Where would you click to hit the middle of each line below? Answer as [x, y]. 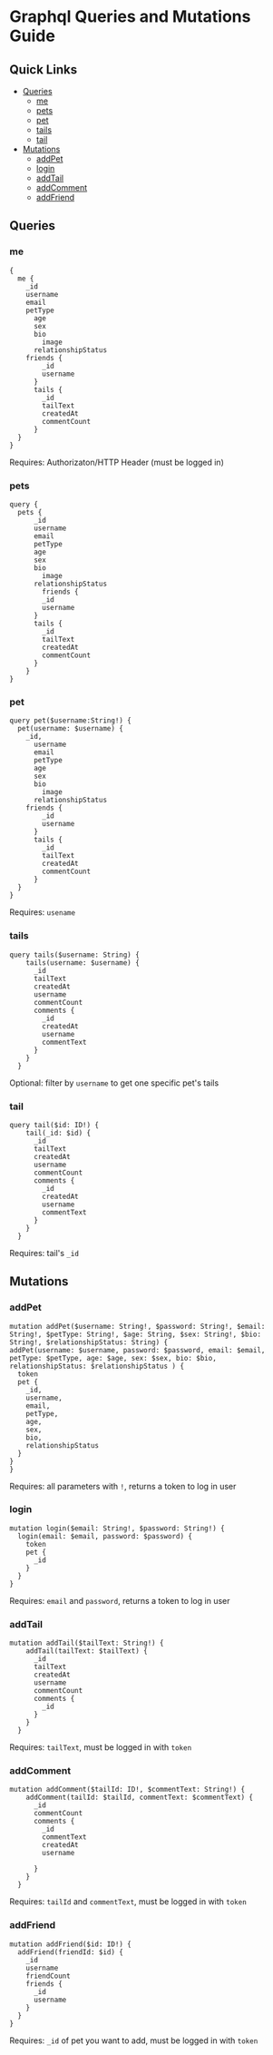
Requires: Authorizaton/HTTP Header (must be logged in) [117, 462]
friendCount [48, 1976]
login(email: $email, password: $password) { [105, 1536]
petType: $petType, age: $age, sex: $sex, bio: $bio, [113, 1358]
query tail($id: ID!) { [54, 1125]
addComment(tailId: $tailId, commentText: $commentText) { [140, 1798]
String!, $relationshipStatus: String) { [89, 1342]
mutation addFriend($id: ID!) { [70, 1944]
